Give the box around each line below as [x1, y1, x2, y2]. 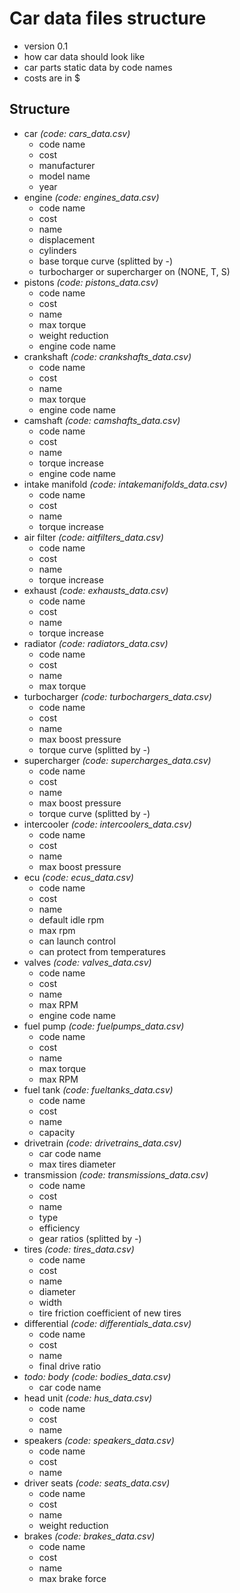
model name [38, 170, 91, 182]
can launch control [38, 935, 116, 947]
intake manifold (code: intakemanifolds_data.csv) [23, 478, 228, 490]
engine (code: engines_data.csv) [23, 191, 160, 203]
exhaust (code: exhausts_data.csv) [23, 584, 169, 596]
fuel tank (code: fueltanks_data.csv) [23, 1083, 174, 1096]
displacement [38, 233, 96, 246]
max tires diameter [38, 1158, 116, 1170]
